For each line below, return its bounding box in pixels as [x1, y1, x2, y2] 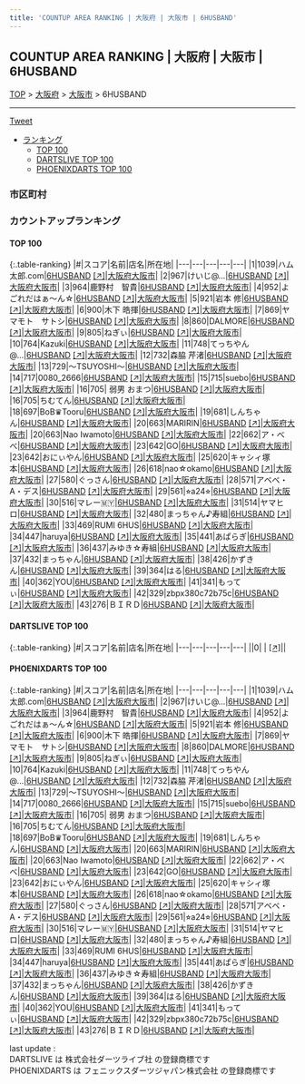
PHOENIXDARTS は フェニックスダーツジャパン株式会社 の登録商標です [9, 1065, 277, 1076]
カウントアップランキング [9, 215, 121, 228]
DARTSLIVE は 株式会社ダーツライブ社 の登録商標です [9, 1053, 211, 1064]
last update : [9, 1042, 56, 1053]
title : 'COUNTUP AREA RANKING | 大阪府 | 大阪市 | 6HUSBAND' [9, 13, 238, 23]
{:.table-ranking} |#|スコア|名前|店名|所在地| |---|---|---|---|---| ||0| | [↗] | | [9, 641, 287, 653]
